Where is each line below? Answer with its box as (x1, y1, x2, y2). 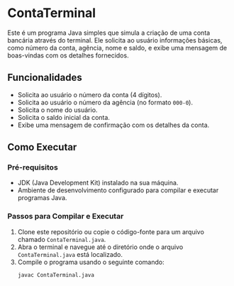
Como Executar (7, 141, 77, 153)
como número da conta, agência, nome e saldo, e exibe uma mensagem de (7, 43, 228, 52)
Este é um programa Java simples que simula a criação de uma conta (7, 28, 211, 37)
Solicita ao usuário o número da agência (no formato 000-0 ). (17, 98, 194, 106)
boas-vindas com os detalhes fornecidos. (7, 51, 129, 60)
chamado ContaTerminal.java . (17, 235, 106, 243)
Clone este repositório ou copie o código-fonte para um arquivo (17, 227, 204, 236)
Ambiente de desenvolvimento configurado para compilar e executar (17, 186, 219, 194)
